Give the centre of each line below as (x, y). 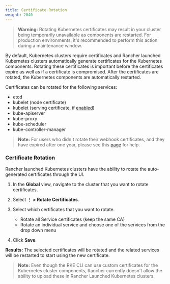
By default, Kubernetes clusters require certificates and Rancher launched (83, 55)
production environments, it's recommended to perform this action (88, 40)
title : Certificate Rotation (36, 10)
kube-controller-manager (39, 129)
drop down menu (38, 230)
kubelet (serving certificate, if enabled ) (54, 108)
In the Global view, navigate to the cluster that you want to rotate (80, 184)
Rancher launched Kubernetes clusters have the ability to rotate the (76, 169)
